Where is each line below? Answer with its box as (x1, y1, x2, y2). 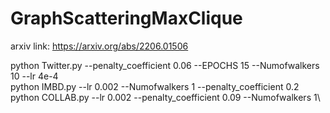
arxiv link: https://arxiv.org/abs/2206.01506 (10, 40, 189, 52)
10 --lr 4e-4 (10, 70, 59, 82)
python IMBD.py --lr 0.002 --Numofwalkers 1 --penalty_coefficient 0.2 (10, 80, 300, 92)
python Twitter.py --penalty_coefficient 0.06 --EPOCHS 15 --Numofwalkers (10, 59, 320, 71)
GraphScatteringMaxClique (10, 7, 243, 30)
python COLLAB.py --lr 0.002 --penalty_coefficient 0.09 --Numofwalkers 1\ (10, 91, 321, 103)
